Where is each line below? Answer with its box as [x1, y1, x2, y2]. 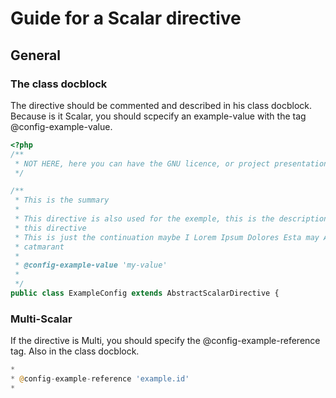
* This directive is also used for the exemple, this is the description [14, 214, 329, 224]
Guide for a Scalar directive [10, 7, 242, 30]
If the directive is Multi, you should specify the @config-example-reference [10, 335, 321, 347]
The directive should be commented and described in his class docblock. [10, 99, 313, 111]
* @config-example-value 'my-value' [14, 260, 168, 271]
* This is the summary [14, 195, 110, 206]
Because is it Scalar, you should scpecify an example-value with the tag [10, 110, 307, 122]
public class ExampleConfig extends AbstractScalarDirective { [10, 288, 280, 298]
